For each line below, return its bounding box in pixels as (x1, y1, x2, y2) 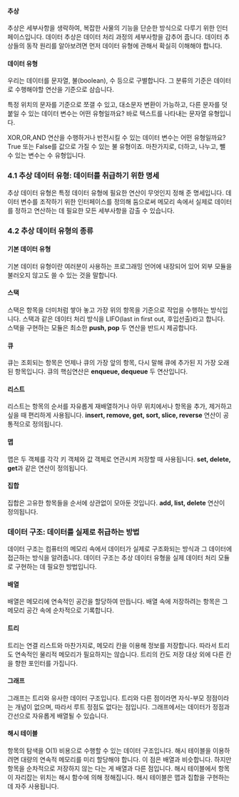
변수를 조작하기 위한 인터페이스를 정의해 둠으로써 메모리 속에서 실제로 (20, 197, 213, 206)
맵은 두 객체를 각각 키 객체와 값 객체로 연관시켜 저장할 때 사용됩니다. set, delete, (7, 455, 231, 463)
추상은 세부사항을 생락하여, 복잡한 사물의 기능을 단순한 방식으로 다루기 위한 (7, 24, 215, 32)
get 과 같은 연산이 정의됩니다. (7, 463, 88, 472)
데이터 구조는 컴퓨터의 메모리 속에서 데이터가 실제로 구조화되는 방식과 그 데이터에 (7, 545, 233, 553)
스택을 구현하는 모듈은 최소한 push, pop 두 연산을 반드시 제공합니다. (7, 324, 198, 332)
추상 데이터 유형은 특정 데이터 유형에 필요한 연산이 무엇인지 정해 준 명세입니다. (7, 188, 225, 197)
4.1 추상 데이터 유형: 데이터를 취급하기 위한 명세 (7, 171, 160, 181)
